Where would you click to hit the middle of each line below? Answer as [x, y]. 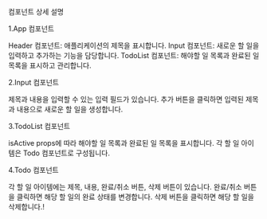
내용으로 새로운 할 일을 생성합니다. [70, 109]
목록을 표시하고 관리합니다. [50, 65]
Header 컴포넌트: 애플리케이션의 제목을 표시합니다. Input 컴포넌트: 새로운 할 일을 [134, 45]
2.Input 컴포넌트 [34, 82]
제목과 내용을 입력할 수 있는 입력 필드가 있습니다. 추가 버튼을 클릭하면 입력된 [126, 99]
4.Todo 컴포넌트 [33, 170]
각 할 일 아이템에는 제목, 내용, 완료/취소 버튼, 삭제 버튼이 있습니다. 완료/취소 [125, 187]
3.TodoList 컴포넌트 [39, 126]
